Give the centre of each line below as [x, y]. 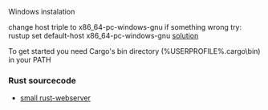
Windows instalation [42, 12]
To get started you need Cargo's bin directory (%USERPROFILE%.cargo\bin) [134, 51]
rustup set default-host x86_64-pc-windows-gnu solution [104, 36]
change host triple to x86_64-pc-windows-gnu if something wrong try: [125, 27]
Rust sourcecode [42, 80]
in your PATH [30, 60]
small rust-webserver [55, 98]
